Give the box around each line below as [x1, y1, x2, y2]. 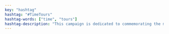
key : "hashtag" [5, 7, 37, 12]
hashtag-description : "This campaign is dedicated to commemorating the [5, 21, 161, 26]
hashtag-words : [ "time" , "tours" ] [5, 16, 78, 21]
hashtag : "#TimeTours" [5, 12, 52, 17]
